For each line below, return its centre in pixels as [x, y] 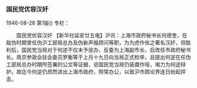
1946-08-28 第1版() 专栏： [38, 23]
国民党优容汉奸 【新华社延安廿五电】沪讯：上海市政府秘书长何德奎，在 [102, 36]
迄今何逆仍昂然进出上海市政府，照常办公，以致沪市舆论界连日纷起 [101, 72]
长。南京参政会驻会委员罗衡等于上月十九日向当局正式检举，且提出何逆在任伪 [98, 57]
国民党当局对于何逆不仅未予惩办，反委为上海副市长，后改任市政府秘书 [106, 50]
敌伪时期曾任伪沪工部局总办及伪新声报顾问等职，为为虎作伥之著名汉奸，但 [96, 43]
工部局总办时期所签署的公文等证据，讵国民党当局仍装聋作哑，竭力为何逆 [93, 65]
